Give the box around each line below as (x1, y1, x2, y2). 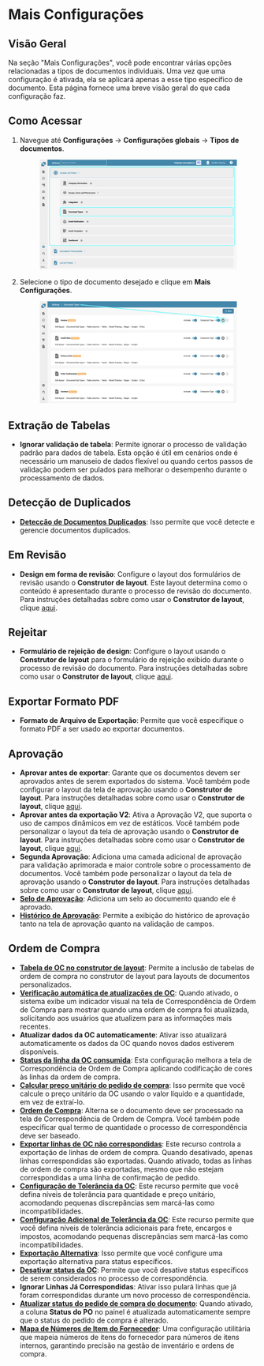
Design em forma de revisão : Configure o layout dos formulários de (19, 569, 241, 578)
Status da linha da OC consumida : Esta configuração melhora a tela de (19, 1055, 252, 1064)
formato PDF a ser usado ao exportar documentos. (19, 724, 185, 734)
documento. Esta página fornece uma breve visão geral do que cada (8, 83, 231, 92)
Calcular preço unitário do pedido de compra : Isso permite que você (19, 1080, 246, 1089)
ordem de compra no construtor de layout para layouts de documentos (19, 971, 251, 980)
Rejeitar (8, 626, 47, 639)
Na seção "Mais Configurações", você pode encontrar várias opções (8, 58, 232, 67)
